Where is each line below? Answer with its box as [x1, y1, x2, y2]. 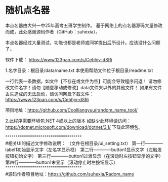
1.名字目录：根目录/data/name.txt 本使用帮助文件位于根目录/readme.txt [5, 67, 153, 74]
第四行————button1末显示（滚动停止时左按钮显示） [5, 159, 118, 165]
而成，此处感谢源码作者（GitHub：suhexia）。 [5, 28, 100, 34]
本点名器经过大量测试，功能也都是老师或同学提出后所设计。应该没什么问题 [5, 39, 160, 46]
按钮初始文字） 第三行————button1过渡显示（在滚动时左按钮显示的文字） [5, 153, 163, 159]
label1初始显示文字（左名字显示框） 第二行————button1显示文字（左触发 [5, 147, 162, 153]
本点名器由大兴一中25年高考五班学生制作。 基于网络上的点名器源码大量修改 [5, 22, 163, 28]
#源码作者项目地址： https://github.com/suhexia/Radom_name [5, 171, 134, 177]
